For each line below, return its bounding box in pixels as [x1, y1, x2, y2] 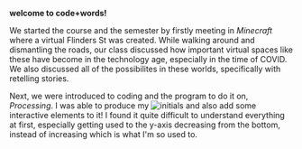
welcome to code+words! [9, 8, 107, 18]
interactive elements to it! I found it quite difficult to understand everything [9, 110, 286, 120]
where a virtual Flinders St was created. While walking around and [9, 35, 255, 45]
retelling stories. [9, 73, 69, 84]
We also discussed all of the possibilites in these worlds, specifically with [9, 63, 281, 74]
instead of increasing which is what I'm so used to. [9, 129, 198, 139]
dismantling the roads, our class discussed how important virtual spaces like [9, 44, 293, 55]
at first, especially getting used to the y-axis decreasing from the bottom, [9, 119, 281, 130]
